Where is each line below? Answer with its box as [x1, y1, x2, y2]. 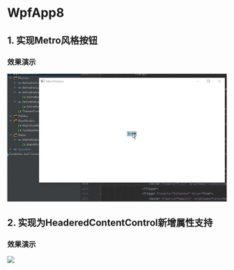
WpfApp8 [7, 5, 65, 21]
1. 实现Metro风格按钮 [7, 34, 98, 46]
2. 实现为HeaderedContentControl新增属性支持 [7, 217, 213, 229]
